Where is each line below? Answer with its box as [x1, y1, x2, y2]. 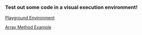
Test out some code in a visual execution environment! [5, 4, 138, 11]
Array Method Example [5, 24, 51, 30]
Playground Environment [5, 15, 55, 21]
